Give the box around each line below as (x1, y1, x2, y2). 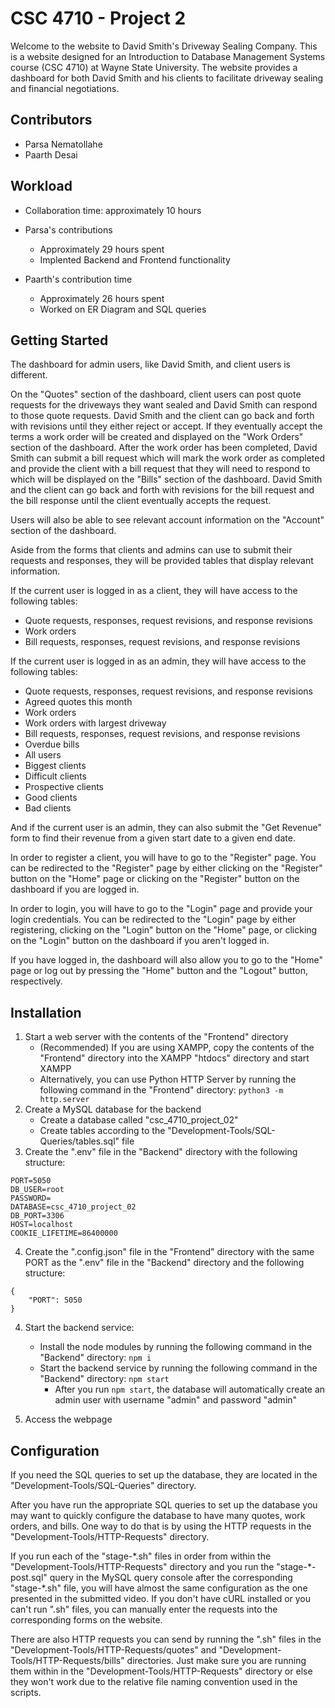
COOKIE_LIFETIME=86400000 (10, 1228, 118, 1239)
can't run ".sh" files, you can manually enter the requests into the (10, 1603, 278, 1615)
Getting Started (10, 332, 109, 349)
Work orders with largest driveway (24, 717, 167, 729)
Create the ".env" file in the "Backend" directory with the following (24, 1146, 298, 1158)
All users (24, 749, 62, 761)
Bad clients (24, 802, 72, 814)
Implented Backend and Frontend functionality (39, 253, 231, 266)
